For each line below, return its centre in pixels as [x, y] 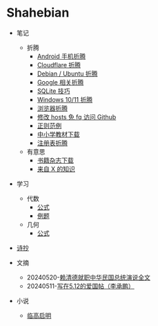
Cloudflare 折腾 [59, 65]
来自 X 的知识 [56, 169]
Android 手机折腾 [61, 56]
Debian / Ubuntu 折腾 [67, 74]
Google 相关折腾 [60, 82]
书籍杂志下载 [55, 160]
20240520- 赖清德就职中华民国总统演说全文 [89, 277]
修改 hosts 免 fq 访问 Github [77, 117]
